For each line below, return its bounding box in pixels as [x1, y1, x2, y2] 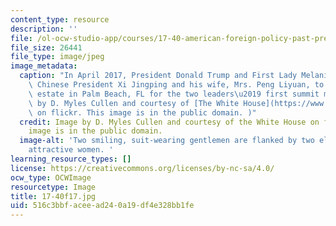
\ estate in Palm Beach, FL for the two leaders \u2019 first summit [28, 89, 320, 99]
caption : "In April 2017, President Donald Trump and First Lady [19, 71, 298, 81]
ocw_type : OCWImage [10, 172, 92, 183]
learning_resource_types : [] [10, 154, 132, 164]
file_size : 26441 [10, 42, 83, 53]
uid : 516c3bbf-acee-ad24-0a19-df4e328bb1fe [10, 201, 195, 211]
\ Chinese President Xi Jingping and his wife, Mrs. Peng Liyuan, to [28, 80, 325, 90]
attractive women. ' [28, 145, 114, 155]
